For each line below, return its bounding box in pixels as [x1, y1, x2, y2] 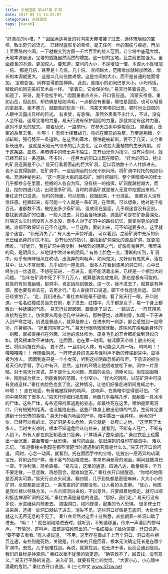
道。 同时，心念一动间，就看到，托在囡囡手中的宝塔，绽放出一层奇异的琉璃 [5, 450, 160, 456]
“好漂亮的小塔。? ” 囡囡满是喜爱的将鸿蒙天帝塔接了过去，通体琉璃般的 [5, 36, 151, 42]
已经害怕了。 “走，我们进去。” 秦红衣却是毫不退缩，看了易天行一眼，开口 [5, 294, 154, 300]
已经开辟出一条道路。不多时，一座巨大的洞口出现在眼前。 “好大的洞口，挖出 [5, 155, 162, 161]
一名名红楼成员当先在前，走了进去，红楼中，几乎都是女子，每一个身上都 [13, 300, 163, 306]
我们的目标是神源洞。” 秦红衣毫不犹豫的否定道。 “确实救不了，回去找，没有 [5, 551, 158, 557]
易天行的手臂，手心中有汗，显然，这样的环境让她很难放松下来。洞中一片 [5, 362, 154, 368]
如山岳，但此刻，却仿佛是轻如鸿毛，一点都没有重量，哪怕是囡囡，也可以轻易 [5, 99, 163, 105]
